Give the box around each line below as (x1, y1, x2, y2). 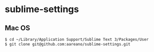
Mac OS (5, 24, 31, 32)
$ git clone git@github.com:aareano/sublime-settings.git (5, 41, 131, 46)
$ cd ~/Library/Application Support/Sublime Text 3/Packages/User (5, 37, 149, 42)
